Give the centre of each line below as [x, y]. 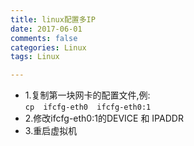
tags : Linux [35, 57]
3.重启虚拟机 [51, 131]
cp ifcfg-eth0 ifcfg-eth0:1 [88, 107]
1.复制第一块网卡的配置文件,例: [87, 95]
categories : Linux [48, 47]
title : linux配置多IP [53, 19]
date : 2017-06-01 [46, 29]
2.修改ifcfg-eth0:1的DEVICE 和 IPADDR [104, 118]
